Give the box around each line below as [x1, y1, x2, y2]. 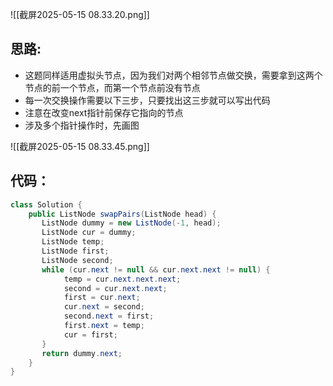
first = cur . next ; [63, 293, 141, 303]
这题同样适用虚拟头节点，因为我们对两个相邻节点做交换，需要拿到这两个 [24, 69, 323, 81]
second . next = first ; [63, 311, 155, 322]
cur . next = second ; [63, 302, 145, 312]
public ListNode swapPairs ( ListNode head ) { [28, 209, 217, 219]
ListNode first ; [41, 246, 110, 256]
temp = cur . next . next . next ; [63, 274, 182, 284]
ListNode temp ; [41, 237, 105, 247]
